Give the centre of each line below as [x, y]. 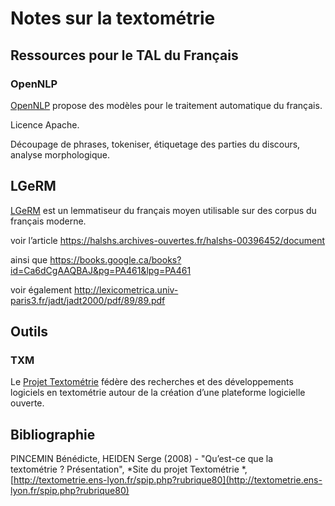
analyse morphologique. [60, 154]
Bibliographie [53, 434]
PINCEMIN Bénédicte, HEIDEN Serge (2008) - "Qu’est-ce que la [141, 459]
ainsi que [29, 259]
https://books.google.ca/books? [115, 259]
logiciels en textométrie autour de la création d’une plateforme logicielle [158, 393]
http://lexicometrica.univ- [126, 289]
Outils [29, 332]
